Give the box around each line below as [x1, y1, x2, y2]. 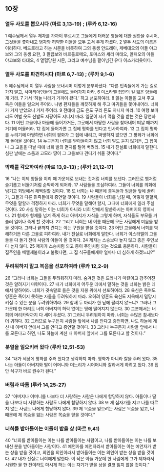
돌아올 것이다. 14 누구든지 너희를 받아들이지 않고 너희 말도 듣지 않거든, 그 [10, 138, 149, 144]
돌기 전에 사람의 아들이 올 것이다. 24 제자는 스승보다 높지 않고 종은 [19, 237, 145, 243]
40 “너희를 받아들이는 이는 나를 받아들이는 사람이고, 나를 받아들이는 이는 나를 [5, 437, 152, 443]
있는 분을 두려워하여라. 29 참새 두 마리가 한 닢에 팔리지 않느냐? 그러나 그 [19, 299, 157, 305]
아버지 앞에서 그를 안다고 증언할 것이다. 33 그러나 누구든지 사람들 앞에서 [15, 324, 152, 330]
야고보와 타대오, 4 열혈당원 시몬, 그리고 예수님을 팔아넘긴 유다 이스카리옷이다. [5, 57, 152, 63]
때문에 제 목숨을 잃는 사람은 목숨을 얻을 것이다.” [5, 412, 95, 418]
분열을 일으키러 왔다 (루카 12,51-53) [5, 343, 85, 350]
